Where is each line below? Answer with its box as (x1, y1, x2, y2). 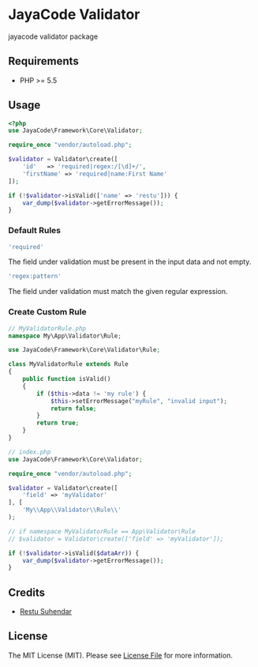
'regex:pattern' (8, 273, 62, 281)
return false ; (50, 405, 97, 413)
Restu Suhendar (19, 607, 73, 616)
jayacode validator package (8, 32, 99, 41)
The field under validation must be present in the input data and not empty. (8, 257, 252, 266)
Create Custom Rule (8, 307, 87, 318)
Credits (8, 586, 46, 599)
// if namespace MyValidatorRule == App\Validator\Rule (8, 527, 196, 535)
